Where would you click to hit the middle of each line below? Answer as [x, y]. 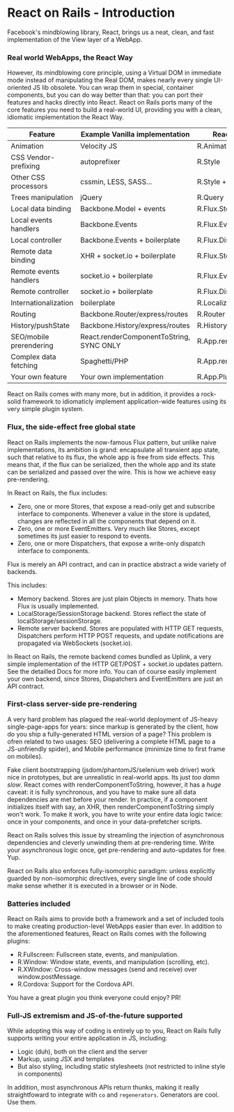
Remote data [31, 252]
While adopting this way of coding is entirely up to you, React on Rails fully [114, 1031]
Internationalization [42, 303]
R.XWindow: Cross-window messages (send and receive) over [107, 969]
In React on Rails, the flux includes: [57, 493]
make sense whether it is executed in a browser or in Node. [92, 886]
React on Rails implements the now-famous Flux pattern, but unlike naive [112, 442]
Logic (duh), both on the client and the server [82, 1052]
